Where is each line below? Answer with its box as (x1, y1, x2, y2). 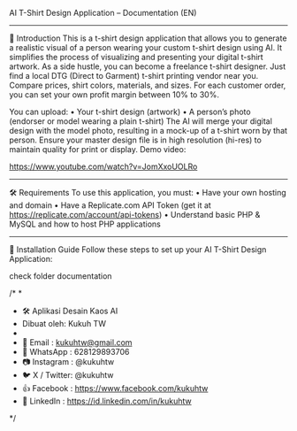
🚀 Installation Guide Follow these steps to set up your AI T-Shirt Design (9, 244, 267, 255)
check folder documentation (9, 271, 112, 281)
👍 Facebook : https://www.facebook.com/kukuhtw (21, 383, 209, 393)
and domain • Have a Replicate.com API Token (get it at (9, 200, 212, 211)
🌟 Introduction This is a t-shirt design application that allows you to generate (9, 33, 287, 43)
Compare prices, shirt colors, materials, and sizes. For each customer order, (9, 80, 286, 90)
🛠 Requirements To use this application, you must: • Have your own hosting (9, 188, 286, 197)
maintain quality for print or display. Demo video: (9, 144, 187, 154)
